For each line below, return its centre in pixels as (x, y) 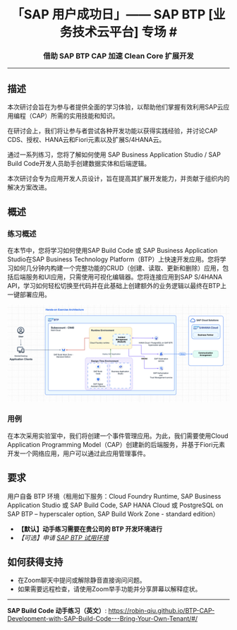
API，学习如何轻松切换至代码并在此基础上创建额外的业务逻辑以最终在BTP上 (117, 285)
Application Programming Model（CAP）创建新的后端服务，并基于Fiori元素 (116, 444)
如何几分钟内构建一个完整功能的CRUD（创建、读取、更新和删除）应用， (118, 268)
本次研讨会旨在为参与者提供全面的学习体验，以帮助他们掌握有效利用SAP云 (115, 107)
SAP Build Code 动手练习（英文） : (57, 611)
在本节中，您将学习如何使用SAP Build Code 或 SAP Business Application (113, 250)
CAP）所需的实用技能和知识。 (75, 116)
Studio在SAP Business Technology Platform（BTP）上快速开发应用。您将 (114, 259)
